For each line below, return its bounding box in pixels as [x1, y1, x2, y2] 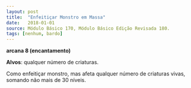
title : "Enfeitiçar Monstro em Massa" [6, 14, 106, 20]
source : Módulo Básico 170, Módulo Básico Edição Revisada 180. [6, 25, 170, 32]
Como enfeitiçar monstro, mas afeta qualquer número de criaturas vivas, [6, 70, 186, 77]
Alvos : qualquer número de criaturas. [6, 59, 99, 66]
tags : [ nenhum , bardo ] [6, 31, 63, 37]
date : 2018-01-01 [6, 20, 55, 26]
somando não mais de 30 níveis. [6, 77, 86, 84]
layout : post [6, 8, 39, 15]
